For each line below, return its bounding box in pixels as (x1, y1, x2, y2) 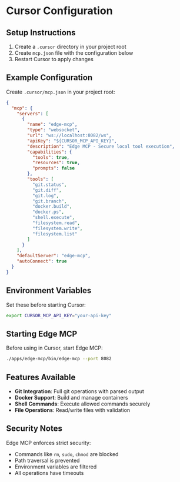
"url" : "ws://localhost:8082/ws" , (27, 132, 112, 139)
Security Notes (6, 424, 63, 434)
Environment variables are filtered (14, 463, 97, 470)
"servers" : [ (16, 111, 49, 117)
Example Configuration (6, 72, 93, 83)
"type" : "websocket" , (27, 127, 81, 133)
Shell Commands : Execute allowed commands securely (14, 400, 151, 407)
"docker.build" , (32, 204, 72, 210)
